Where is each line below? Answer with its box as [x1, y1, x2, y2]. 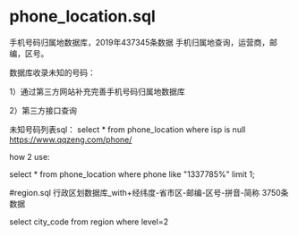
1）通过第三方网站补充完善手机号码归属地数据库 [9, 86, 185, 97]
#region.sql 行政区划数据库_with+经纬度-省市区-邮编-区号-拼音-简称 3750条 [9, 187, 289, 198]
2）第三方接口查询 [9, 105, 78, 115]
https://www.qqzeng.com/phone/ [9, 134, 132, 145]
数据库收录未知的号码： [9, 67, 96, 78]
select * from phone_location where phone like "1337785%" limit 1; [9, 168, 255, 180]
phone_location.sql [9, 6, 157, 27]
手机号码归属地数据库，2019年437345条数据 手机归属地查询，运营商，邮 [9, 37, 278, 47]
